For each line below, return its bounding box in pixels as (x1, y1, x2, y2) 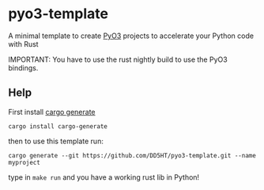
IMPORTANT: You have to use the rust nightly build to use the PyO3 (8, 55, 228, 64)
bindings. (8, 63, 39, 72)
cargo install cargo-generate (8, 122, 108, 131)
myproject (8, 158, 41, 166)
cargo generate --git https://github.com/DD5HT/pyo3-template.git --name (8, 151, 257, 159)
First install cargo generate (8, 107, 96, 116)
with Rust (8, 39, 39, 48)
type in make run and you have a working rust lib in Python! (8, 172, 200, 182)
